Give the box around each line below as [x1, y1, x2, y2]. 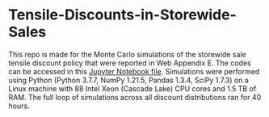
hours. [8, 101, 30, 111]
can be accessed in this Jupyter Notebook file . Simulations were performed [8, 66, 260, 76]
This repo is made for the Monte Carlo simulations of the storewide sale [8, 49, 246, 59]
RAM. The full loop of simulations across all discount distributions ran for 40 [8, 92, 262, 102]
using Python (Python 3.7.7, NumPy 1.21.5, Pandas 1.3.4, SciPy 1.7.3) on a [8, 75, 249, 85]
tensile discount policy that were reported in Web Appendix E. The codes [8, 58, 252, 68]
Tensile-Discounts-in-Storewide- [8, 6, 237, 24]
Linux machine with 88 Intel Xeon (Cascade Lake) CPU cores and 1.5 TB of [8, 83, 257, 94]
